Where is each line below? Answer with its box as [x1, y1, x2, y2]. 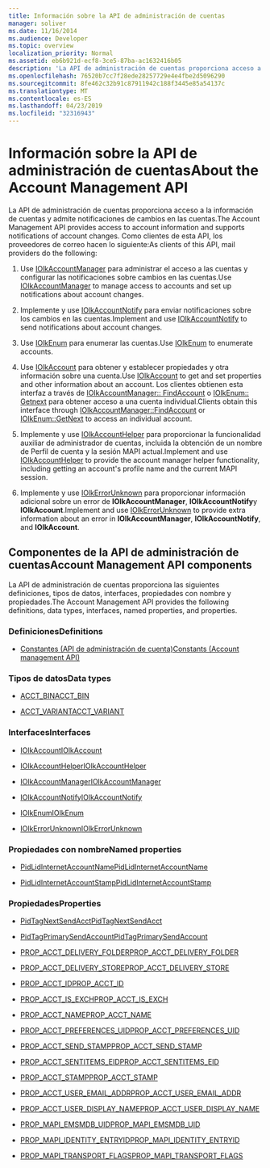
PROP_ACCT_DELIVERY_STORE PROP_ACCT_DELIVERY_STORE [19, 963, 230, 973]
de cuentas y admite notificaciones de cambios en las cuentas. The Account [8, 213, 260, 223]
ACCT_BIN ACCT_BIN [19, 691, 90, 701]
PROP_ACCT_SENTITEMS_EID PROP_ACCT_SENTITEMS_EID [19, 1057, 220, 1067]
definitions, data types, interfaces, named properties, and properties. [8, 605, 238, 615]
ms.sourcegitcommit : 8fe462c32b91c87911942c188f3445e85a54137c [8, 79, 226, 87]
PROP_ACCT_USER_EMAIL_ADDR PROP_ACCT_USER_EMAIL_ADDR [19, 1088, 242, 1099]
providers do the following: [8, 248, 98, 258]
